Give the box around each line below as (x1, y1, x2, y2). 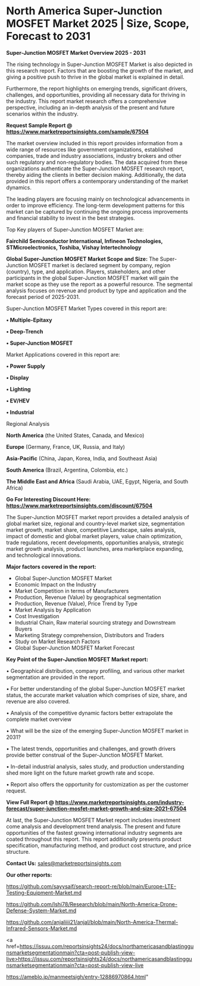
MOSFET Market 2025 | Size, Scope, (6, 17, 189, 30)
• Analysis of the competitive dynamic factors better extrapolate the (6, 709, 173, 716)
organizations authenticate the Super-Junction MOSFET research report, (6, 165, 185, 172)
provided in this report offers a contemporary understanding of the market (6, 177, 189, 185)
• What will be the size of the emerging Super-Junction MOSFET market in (6, 727, 189, 734)
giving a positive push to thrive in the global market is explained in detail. (6, 73, 185, 80)
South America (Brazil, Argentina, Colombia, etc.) (6, 466, 129, 473)
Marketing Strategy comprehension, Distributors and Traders (14, 631, 165, 638)
